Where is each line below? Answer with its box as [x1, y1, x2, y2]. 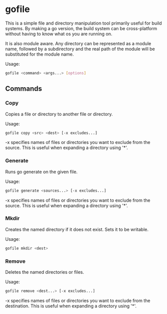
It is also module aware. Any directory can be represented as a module [5, 40, 151, 46]
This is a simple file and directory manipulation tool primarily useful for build [5, 20, 162, 26]
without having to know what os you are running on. [5, 31, 113, 37]
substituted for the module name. [5, 51, 74, 57]
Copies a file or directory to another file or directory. [5, 111, 113, 117]
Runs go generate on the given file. [5, 169, 78, 175]
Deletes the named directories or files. [5, 269, 84, 275]
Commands [5, 84, 43, 93]
